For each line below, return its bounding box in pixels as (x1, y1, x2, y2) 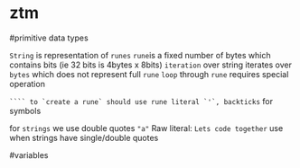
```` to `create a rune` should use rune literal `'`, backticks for (9, 95, 274, 106)
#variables (9, 149, 49, 160)
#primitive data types (9, 32, 89, 43)
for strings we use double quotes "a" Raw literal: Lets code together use (9, 122, 284, 133)
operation (9, 78, 45, 89)
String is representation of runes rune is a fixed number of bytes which (9, 49, 271, 60)
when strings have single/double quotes (9, 132, 159, 143)
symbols (9, 105, 42, 116)
